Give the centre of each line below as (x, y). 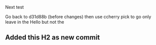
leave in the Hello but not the (35, 22)
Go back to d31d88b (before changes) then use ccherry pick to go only (78, 17)
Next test (14, 7)
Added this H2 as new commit (53, 37)
